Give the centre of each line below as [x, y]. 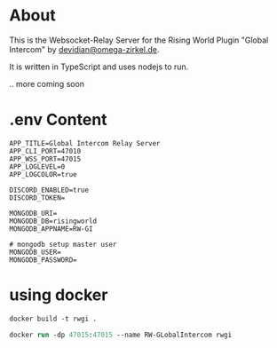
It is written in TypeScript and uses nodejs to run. [99, 67]
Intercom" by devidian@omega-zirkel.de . [84, 49]
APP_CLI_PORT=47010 [45, 151]
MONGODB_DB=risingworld [53, 221]
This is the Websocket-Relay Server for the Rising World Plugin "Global [139, 40]
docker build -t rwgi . [53, 319]
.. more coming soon [47, 83]
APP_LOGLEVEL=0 [37, 166]
